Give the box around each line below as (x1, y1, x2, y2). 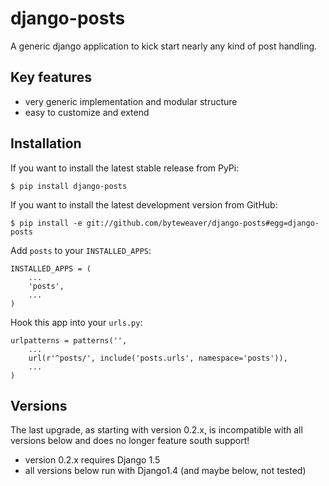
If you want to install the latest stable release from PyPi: (10, 162, 240, 174)
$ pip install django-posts (10, 181, 128, 191)
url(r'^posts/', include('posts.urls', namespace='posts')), (28, 353, 288, 363)
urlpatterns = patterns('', (10, 335, 128, 346)
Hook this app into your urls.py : (10, 316, 143, 328)
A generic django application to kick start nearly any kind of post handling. (10, 40, 318, 52)
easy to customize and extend (24, 106, 150, 118)
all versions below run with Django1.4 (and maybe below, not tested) (24, 465, 307, 477)
